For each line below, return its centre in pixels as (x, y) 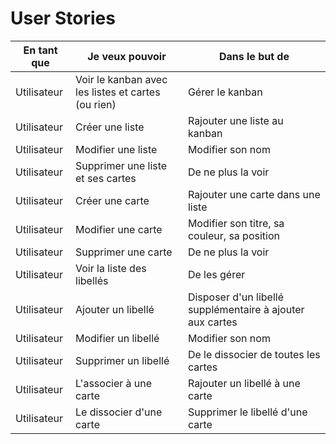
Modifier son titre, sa (236, 223)
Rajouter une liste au (235, 120)
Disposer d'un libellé (236, 297)
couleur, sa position (233, 235)
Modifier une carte (119, 229)
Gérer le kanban (225, 92)
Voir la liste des (111, 268)
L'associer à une (114, 383)
